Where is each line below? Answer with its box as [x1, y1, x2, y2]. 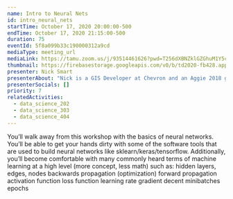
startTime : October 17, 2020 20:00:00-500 [7, 23, 132, 30]
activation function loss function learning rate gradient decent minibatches [7, 176, 221, 184]
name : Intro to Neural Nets [7, 10, 89, 17]
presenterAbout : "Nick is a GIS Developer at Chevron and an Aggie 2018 [7, 74, 222, 82]
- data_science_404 [13, 113, 70, 120]
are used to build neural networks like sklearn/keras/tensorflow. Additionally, [7, 147, 226, 155]
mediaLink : [7, 55, 39, 62]
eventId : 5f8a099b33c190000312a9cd [7, 42, 110, 49]
